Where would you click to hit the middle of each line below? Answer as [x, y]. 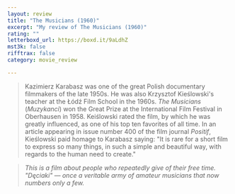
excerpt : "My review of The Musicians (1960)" [77, 27]
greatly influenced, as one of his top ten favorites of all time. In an [120, 124]
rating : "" [23, 34]
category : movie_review [42, 60]
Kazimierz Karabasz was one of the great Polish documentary [115, 86]
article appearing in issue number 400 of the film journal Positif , [117, 131]
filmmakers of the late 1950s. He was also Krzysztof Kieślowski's [119, 93]
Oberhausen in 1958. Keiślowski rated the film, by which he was [117, 116]
